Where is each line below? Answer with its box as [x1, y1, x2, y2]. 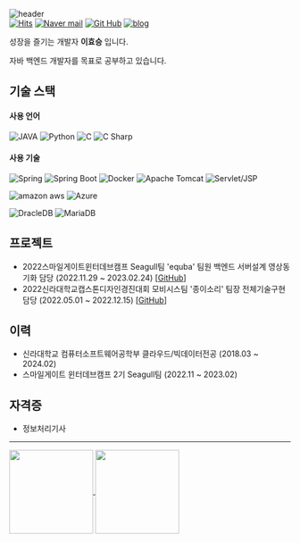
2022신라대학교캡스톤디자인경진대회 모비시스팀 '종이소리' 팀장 [21, 283, 241, 294]
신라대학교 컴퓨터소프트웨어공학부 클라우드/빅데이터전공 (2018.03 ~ [21, 348, 259, 359]
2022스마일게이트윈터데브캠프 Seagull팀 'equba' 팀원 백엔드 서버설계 [21, 261, 267, 271]
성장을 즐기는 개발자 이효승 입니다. [9, 37, 129, 46]
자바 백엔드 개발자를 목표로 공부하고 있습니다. [9, 55, 167, 66]
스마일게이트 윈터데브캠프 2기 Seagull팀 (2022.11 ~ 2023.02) [21, 369, 238, 380]
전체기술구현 [242, 283, 286, 294]
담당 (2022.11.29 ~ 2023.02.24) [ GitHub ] [38, 272, 187, 283]
